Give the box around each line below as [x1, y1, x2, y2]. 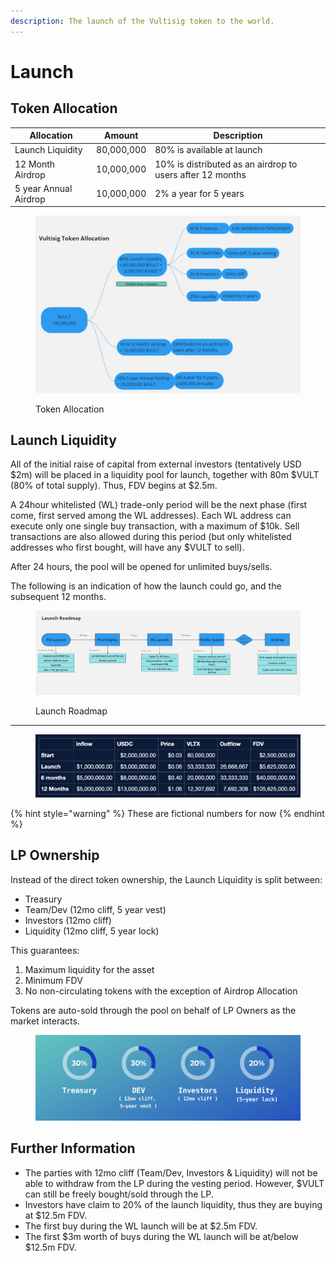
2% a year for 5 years [154, 188, 245, 200]
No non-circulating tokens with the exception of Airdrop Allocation [24, 985, 298, 997]
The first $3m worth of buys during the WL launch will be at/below [24, 1230, 299, 1242]
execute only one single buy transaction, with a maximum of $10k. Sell [10, 520, 300, 532]
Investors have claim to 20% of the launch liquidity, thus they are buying [24, 1198, 323, 1210]
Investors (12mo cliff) [24, 914, 112, 926]
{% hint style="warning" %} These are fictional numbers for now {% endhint [10, 807, 325, 819]
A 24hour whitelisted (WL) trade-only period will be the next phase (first [10, 499, 308, 511]
